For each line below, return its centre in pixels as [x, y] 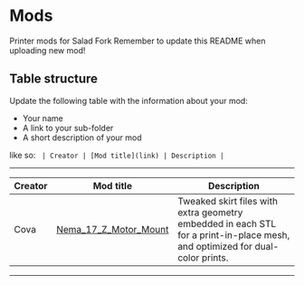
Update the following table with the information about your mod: [129, 100]
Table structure [53, 79]
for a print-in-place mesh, [234, 234]
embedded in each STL [227, 223]
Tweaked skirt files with [228, 201]
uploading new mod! [47, 50]
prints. [215, 257]
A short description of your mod [82, 138]
